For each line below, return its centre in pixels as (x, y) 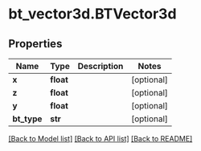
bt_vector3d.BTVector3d (92, 14)
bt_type (27, 119)
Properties (35, 44)
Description (100, 66)
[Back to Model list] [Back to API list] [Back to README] (100, 139)
